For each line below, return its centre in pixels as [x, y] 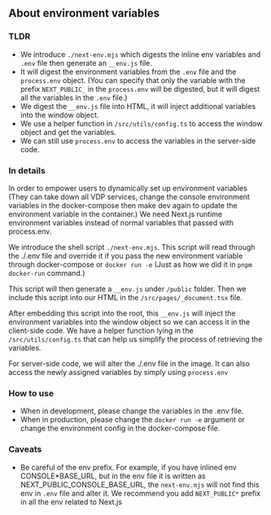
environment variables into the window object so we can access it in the [129, 321]
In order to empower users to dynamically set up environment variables [128, 188]
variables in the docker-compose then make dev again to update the [123, 205]
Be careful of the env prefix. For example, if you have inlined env [129, 467]
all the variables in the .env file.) [74, 98]
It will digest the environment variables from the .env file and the [128, 72]
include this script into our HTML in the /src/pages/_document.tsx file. [125, 297]
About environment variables [84, 13]
